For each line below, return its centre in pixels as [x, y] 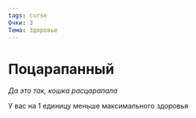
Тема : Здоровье [33, 30]
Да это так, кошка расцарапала [63, 90]
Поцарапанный [61, 69]
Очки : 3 [21, 23]
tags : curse [28, 15]
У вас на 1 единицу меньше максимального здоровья [98, 106]
